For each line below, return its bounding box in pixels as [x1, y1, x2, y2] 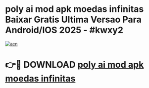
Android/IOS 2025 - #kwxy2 [5, 25, 124, 36]
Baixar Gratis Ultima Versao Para [5, 14, 142, 25]
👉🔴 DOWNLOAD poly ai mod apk [5, 59, 144, 70]
